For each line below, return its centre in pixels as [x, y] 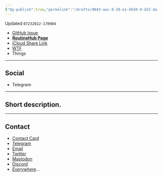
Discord [20, 164]
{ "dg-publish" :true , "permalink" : [39, 9]
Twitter [19, 154]
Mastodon [22, 159]
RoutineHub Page [30, 38]
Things [19, 53]
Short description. [33, 105]
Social [15, 73]
